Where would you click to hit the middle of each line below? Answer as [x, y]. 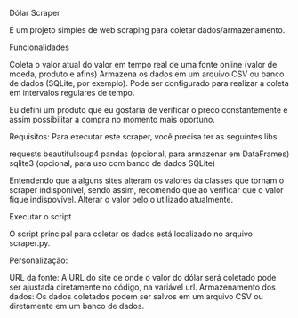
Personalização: [39, 260]
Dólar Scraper [35, 13]
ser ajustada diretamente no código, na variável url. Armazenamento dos [142, 287]
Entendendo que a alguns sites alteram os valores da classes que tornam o [147, 180]
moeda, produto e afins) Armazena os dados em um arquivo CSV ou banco [147, 74]
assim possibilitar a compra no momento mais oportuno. [112, 119]
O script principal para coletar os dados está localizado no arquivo [131, 234]
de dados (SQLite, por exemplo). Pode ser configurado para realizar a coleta [149, 83]
